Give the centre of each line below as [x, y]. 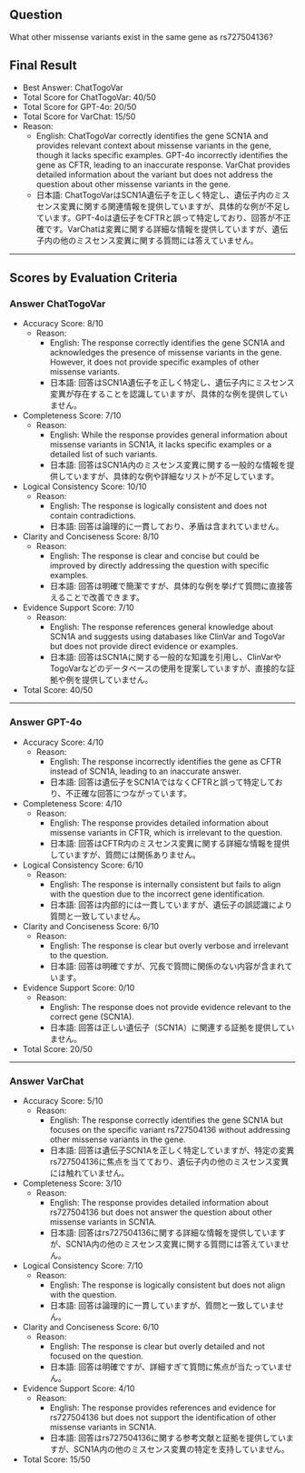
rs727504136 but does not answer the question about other [161, 1212]
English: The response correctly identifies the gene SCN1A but [166, 1120]
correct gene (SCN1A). [92, 1017]
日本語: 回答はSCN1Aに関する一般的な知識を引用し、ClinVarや [166, 657]
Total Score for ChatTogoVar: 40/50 [89, 97]
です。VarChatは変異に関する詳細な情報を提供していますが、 [158, 229]
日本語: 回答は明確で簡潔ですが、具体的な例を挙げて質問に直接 [167, 586]
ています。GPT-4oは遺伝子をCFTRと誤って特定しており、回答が [155, 217]
